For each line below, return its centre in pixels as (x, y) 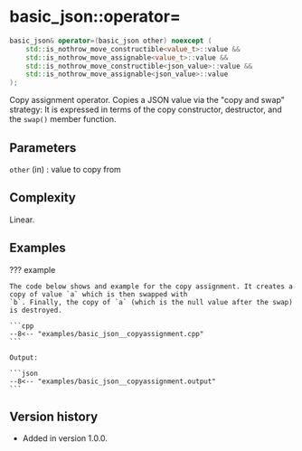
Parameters (43, 148)
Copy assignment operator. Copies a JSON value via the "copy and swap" (147, 100)
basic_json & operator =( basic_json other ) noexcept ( (111, 41)
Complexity (43, 197)
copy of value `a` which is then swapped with (99, 294)
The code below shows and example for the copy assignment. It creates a (151, 287)
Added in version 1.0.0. (65, 438)
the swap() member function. (63, 119)
